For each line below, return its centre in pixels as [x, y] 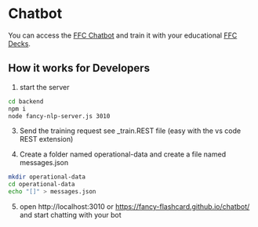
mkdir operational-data [47, 177]
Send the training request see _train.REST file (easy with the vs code [130, 131]
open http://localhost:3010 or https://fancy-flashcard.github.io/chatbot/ [134, 207]
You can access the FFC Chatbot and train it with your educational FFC [123, 35]
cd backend [26, 101]
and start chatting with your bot [70, 215]
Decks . [20, 43]
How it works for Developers [79, 68]
